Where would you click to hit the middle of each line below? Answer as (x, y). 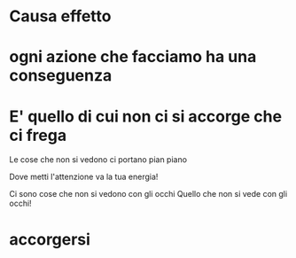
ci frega (38, 135)
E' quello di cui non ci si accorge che (145, 116)
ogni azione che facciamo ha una (133, 57)
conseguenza (61, 76)
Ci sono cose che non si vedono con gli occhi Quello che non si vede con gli (148, 194)
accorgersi (50, 239)
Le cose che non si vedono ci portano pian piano (98, 160)
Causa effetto (60, 16)
